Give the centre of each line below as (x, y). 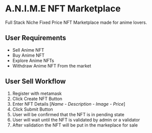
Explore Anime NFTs (33, 61)
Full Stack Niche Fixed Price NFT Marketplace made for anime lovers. (76, 22)
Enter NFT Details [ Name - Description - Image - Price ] (69, 104)
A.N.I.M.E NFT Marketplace (63, 9)
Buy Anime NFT (28, 55)
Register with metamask (37, 93)
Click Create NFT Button (37, 99)
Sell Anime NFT (28, 50)
